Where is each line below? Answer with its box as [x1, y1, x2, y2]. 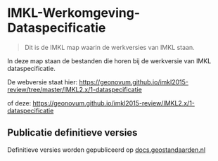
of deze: [7, 98, 32, 107]
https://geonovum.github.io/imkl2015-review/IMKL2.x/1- [32, 98, 195, 107]
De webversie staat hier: [7, 77, 78, 86]
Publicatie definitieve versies [7, 127, 138, 139]
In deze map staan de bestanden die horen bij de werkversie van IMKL [7, 56, 212, 65]
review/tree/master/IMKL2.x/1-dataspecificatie [7, 85, 142, 94]
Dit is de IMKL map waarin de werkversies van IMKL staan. [24, 43, 195, 51]
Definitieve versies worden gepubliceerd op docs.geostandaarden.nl [7, 146, 206, 154]
